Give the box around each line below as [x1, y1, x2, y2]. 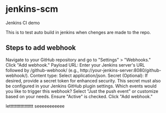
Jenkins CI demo [5, 20, 40, 26]
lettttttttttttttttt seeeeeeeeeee [5, 103, 65, 109]
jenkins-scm [5, 3, 58, 15]
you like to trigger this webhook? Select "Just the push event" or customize [5, 88, 159, 94]
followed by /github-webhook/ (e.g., [5, 67, 79, 73]
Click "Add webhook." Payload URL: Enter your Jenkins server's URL [5, 62, 145, 68]
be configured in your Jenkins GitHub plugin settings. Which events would [5, 83, 157, 89]
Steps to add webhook [5, 43, 76, 52]
